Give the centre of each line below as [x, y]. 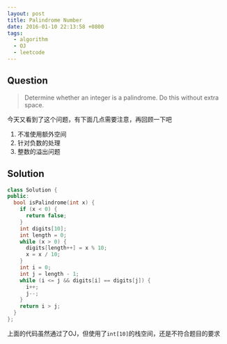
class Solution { [32, 190]
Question [28, 81]
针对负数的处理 [39, 143]
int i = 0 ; [36, 267]
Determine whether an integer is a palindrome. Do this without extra [122, 97]
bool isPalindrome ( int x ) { [54, 203]
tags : [15, 33]
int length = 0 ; [44, 235]
